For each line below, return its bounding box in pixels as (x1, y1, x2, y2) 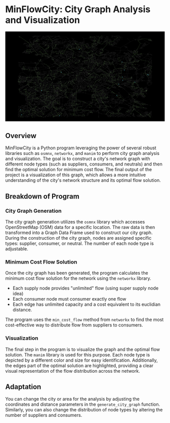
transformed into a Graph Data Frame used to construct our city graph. (5, 230, 153, 236)
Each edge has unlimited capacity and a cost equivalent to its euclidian (12, 301, 161, 308)
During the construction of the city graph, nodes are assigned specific (5, 235, 152, 241)
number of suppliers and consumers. (5, 412, 82, 418)
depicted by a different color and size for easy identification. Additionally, (5, 357, 158, 363)
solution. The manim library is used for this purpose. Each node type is (5, 351, 150, 357)
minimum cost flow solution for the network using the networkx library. (5, 275, 152, 281)
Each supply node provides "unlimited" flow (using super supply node (12, 285, 159, 291)
